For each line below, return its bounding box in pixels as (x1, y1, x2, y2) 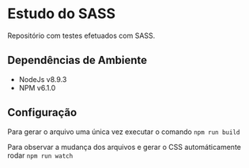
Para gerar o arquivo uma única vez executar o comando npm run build (7, 127, 240, 136)
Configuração (7, 106, 77, 119)
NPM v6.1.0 (18, 83, 56, 92)
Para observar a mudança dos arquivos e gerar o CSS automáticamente (7, 142, 242, 151)
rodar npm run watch (7, 151, 74, 160)
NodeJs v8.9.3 (18, 74, 67, 84)
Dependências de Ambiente (7, 54, 148, 67)
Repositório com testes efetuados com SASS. (7, 31, 156, 40)
